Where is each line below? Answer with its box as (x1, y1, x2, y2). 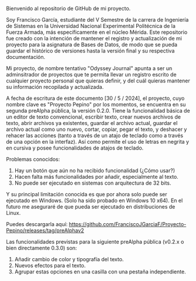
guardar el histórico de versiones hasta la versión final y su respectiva (6, 47, 175, 54)
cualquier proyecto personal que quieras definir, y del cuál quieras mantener (6, 77, 190, 84)
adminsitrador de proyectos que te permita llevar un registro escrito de (6, 71, 177, 78)
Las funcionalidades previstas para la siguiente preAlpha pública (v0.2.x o (6, 238, 184, 245)
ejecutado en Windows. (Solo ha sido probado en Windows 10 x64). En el (6, 197, 183, 204)
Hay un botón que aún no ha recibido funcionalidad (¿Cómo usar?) (14, 167, 176, 174)
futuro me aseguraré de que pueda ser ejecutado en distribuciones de (6, 203, 176, 210)
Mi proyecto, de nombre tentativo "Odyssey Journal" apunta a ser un (6, 65, 173, 72)
